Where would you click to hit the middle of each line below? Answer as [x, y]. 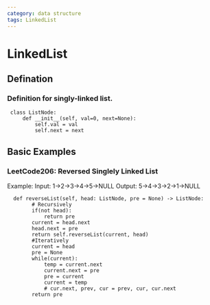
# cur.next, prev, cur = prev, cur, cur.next [110, 289]
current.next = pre [71, 271]
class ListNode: [33, 113]
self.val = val [56, 125]
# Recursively [52, 205]
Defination [30, 79]
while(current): [55, 259]
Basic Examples [42, 151]
